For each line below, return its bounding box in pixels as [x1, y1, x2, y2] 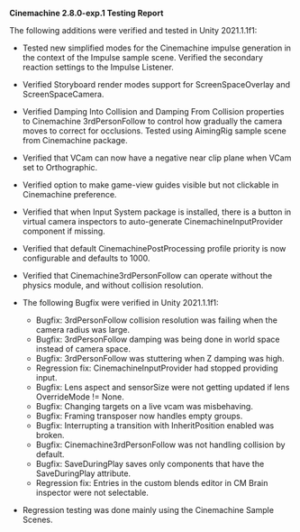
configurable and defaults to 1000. [22, 252, 150, 263]
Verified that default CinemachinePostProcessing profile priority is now [22, 243, 286, 253]
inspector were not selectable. [35, 487, 149, 498]
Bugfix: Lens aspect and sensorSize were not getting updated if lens [35, 382, 290, 392]
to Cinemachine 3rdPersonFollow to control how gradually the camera [22, 116, 283, 126]
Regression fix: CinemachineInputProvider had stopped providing [35, 362, 278, 373]
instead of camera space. [35, 344, 131, 354]
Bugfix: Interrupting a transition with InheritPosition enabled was [35, 420, 275, 431]
